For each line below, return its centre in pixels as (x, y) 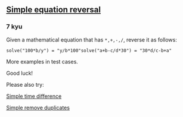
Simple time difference (34, 96)
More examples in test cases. (42, 61)
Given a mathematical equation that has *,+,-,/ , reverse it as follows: (91, 39)
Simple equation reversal (54, 10)
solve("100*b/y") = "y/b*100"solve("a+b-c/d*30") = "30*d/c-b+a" (89, 50)
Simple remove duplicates (38, 107)
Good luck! (20, 73)
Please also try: (25, 84)
